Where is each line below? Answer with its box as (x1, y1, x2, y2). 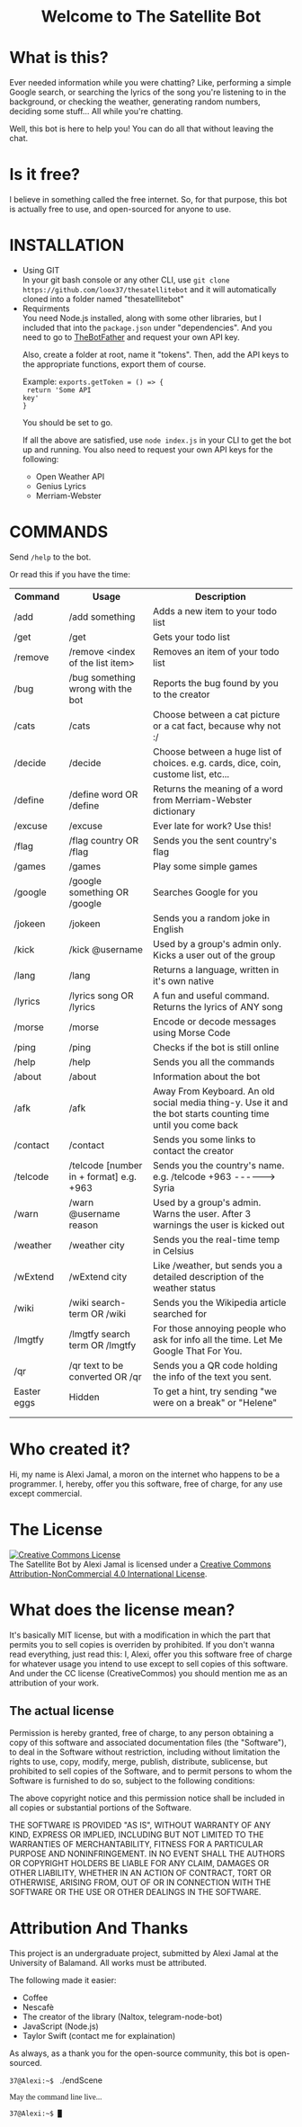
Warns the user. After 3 (152, 1207, 252, 1220)
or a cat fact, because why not (152, 719, 281, 732)
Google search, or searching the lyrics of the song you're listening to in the (9, 87, 287, 98)
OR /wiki (91, 1307, 127, 1319)
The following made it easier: (9, 1974, 117, 1985)
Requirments (22, 303, 70, 314)
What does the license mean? (9, 1600, 235, 1620)
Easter (13, 1385, 41, 1398)
